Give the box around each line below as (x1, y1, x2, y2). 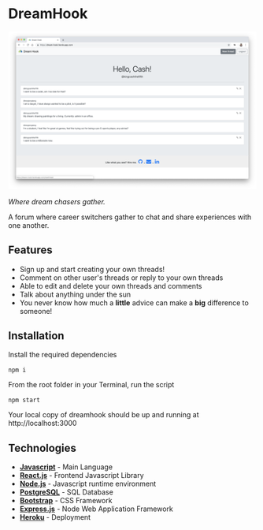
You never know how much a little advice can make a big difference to (19, 297, 250, 308)
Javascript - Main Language (19, 462, 113, 472)
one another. (8, 220, 50, 230)
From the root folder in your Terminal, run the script (8, 380, 175, 390)
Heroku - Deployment (19, 513, 91, 522)
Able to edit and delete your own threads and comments (19, 281, 202, 290)
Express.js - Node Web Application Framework (19, 504, 173, 513)
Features (8, 244, 53, 257)
